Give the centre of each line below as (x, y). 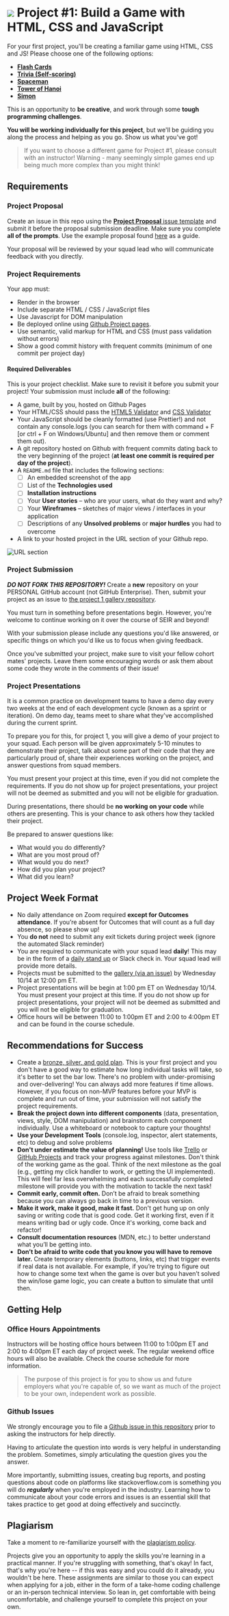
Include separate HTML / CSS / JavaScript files (83, 309)
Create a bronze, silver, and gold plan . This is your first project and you (117, 1062)
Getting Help (35, 1310)
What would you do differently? (61, 848)
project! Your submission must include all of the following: (89, 392)
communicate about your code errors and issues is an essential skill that (109, 1497)
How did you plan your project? (61, 870)
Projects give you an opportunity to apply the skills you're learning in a (106, 1556)
